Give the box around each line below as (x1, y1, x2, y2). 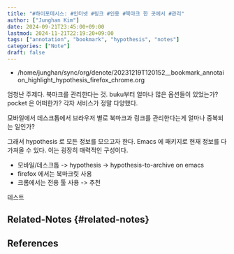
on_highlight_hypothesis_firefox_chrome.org (17, 75, 145, 84)
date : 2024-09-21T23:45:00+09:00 (7, 23, 105, 30)
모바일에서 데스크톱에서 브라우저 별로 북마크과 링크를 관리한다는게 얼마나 (7, 113, 205, 122)
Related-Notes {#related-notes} (7, 214, 150, 225)
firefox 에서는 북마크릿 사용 (17, 169, 92, 178)
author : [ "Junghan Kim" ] (7, 17, 80, 24)
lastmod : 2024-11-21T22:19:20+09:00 (7, 29, 114, 37)
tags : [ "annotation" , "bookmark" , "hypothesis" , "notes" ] (7, 36, 180, 43)
